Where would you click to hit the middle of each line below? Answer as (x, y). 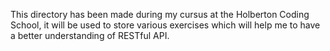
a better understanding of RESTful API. (90, 35)
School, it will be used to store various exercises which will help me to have (165, 25)
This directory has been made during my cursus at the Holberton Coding (160, 14)
